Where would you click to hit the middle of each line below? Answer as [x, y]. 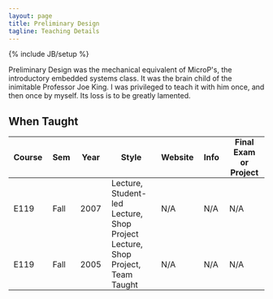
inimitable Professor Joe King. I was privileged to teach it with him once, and [136, 87]
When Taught [43, 121]
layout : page [30, 16]
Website [178, 158]
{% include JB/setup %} [49, 54]
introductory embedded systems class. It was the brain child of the [120, 79]
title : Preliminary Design [54, 24]
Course [28, 158]
